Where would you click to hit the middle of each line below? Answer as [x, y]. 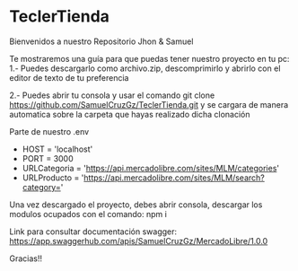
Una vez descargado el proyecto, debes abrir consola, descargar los [136, 205]
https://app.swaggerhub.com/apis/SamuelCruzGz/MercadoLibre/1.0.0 [139, 240]
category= [41, 187]
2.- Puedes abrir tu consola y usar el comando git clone [112, 95]
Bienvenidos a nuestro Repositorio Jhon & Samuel [101, 41]
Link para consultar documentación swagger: [93, 232]
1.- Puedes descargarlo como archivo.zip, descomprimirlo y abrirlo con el [145, 68]
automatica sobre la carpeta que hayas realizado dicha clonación [130, 114]
